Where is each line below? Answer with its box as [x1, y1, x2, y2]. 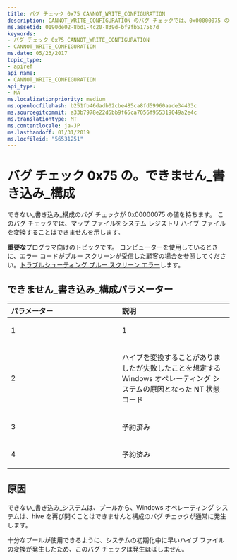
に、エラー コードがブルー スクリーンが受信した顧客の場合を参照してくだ [7, 252, 220, 260]
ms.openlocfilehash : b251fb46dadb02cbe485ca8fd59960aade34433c [7, 103, 197, 110]
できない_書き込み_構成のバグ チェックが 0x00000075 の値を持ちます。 [7, 210, 217, 219]
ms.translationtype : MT [7, 115, 78, 122]
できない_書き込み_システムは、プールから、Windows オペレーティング [7, 503, 214, 511]
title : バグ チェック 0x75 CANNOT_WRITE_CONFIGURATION [7, 10, 166, 18]
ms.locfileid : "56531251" [7, 135, 83, 142]
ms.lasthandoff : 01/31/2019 [7, 129, 90, 136]
